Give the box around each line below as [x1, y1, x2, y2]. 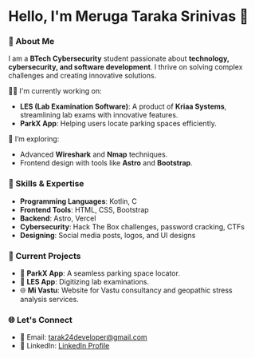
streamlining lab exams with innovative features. [19, 110, 178, 120]
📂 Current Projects [8, 250, 81, 261]
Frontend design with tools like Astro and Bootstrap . [19, 158, 193, 168]
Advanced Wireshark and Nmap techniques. [19, 149, 168, 159]
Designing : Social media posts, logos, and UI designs [19, 230, 196, 240]
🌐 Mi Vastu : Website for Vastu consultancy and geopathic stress [19, 285, 233, 295]
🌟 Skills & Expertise [8, 178, 84, 189]
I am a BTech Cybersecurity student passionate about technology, [8, 54, 229, 63]
